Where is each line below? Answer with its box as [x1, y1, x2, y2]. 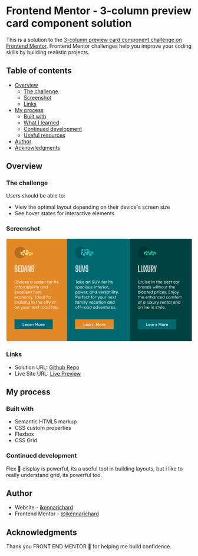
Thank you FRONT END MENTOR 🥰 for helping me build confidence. [6, 543, 172, 550]
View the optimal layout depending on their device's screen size [14, 203, 170, 210]
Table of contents [6, 66, 72, 76]
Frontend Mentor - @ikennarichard [14, 510, 99, 517]
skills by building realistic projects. [6, 48, 90, 55]
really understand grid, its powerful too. [6, 471, 102, 478]
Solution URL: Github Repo [14, 364, 80, 371]
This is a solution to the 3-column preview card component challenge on [6, 36, 183, 43]
